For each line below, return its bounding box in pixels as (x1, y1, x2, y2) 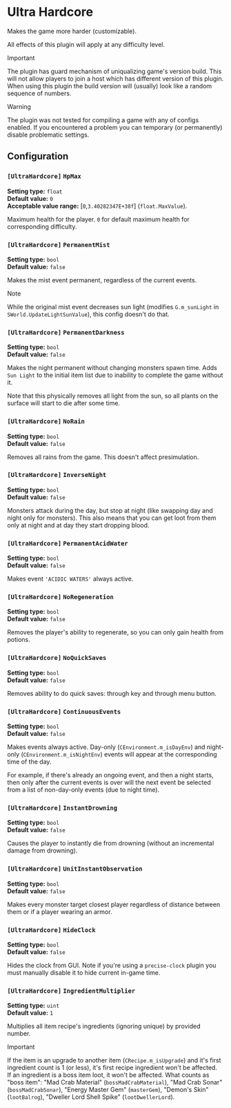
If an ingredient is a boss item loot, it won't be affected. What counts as (7, 1071, 210, 1079)
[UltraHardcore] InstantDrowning (7, 804, 118, 812)
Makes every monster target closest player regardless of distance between (7, 900, 221, 908)
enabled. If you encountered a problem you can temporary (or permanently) (7, 123, 223, 131)
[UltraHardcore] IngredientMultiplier (7, 986, 136, 995)
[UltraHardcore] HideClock (7, 926, 96, 934)
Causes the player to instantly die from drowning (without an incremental (7, 839, 214, 848)
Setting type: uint (7, 1002, 60, 1010)
